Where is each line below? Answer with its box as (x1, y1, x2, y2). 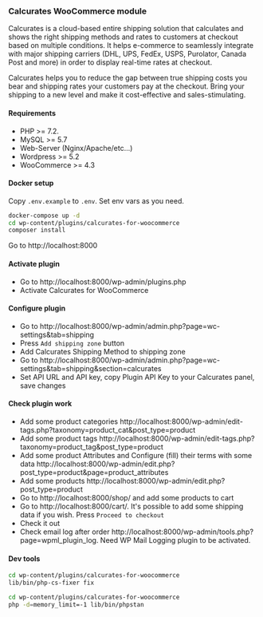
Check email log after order (19, 527, 110, 536)
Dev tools (8, 553, 41, 564)
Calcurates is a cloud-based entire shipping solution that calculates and (8, 24, 244, 34)
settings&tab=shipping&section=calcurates (19, 363, 162, 373)
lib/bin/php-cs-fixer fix (8, 579, 94, 587)
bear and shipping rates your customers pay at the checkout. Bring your (8, 81, 245, 91)
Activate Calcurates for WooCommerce (19, 285, 149, 295)
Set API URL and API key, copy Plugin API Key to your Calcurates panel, (19, 372, 255, 382)
